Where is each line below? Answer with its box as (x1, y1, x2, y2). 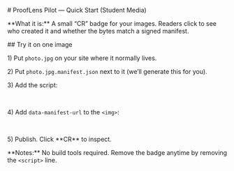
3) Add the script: (7, 81, 58, 89)
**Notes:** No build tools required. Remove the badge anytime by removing (7, 149, 228, 156)
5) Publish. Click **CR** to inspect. (7, 135, 112, 143)
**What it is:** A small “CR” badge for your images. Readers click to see (7, 20, 217, 27)
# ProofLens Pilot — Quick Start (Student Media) (7, 6, 147, 14)
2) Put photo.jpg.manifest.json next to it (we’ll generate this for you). (7, 68, 207, 75)
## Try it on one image (7, 40, 73, 48)
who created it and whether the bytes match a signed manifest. (7, 27, 189, 35)
